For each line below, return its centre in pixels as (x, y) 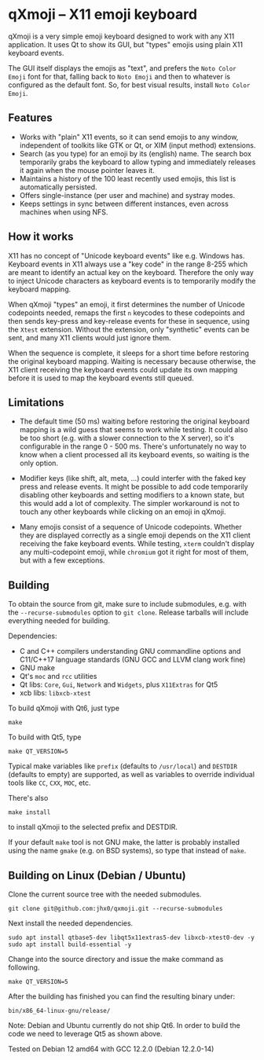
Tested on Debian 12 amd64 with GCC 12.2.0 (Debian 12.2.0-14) (111, 1049)
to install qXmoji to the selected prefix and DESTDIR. (93, 827)
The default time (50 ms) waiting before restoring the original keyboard (134, 421)
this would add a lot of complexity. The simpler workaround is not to (129, 504)
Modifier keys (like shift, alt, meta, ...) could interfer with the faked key (132, 479)
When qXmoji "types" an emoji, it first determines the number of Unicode (126, 304)
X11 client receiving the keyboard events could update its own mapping (123, 369)
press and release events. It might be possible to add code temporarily (134, 487)
